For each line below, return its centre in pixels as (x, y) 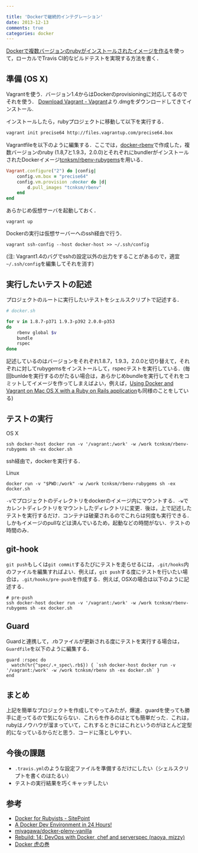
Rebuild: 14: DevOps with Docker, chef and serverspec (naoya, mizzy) (100, 837)
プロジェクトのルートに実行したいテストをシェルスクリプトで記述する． (94, 299)
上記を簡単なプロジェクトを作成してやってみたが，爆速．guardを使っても (95, 710)
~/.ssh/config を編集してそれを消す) (50, 264)
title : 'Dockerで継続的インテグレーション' (55, 17)
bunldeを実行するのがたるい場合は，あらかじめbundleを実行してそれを (98, 376)
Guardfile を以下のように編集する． (49, 649)
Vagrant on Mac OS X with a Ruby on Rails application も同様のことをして (95, 391)
